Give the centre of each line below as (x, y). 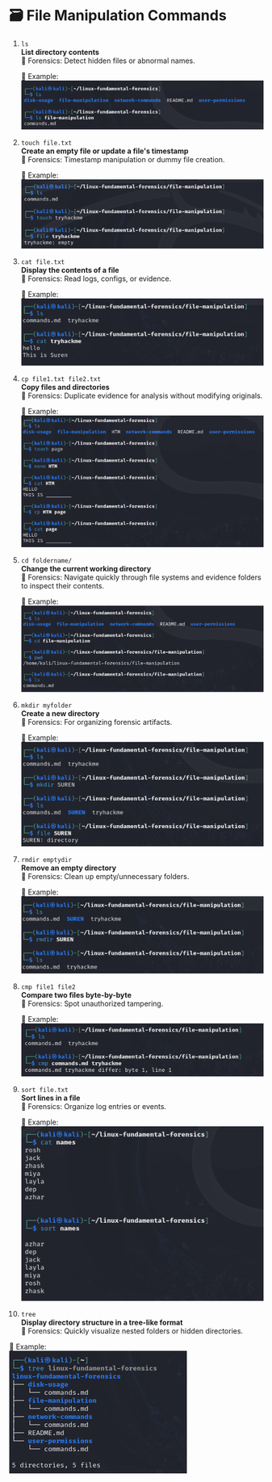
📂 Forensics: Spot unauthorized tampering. (92, 1003)
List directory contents (60, 52)
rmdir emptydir (46, 860)
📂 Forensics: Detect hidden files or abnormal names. (108, 61)
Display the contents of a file (70, 270)
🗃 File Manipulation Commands (118, 16)
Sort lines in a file (50, 1098)
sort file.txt (44, 1090)
